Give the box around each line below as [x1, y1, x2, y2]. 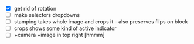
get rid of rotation [13, 5, 57, 12]
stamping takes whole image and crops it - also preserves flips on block [13, 18, 188, 25]
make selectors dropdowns [13, 12, 80, 19]
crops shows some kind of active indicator [13, 25, 117, 32]
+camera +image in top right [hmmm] [13, 32, 105, 39]
